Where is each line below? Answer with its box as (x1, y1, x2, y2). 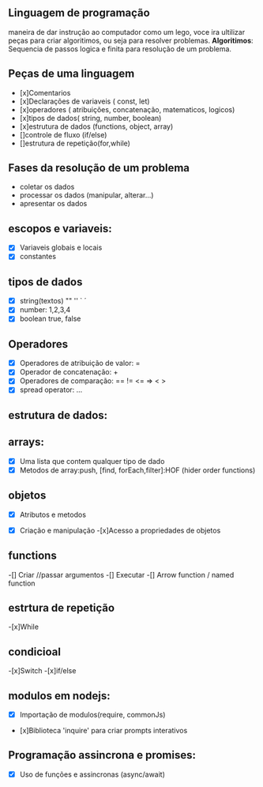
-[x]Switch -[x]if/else (8, 666, 77, 676)
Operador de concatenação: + (19, 367, 118, 377)
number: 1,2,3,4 (19, 305, 71, 314)
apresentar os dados (19, 199, 88, 209)
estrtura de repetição (8, 601, 115, 615)
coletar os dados (19, 182, 75, 192)
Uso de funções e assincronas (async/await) (19, 770, 166, 779)
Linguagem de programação (8, 6, 150, 20)
